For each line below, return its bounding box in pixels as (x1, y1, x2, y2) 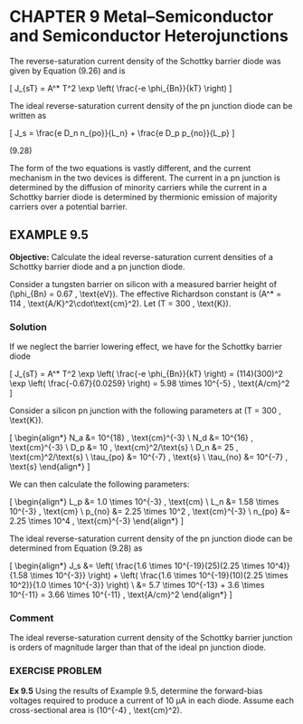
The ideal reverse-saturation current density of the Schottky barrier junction (9, 632, 293, 643)
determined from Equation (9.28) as (9, 543, 143, 554)
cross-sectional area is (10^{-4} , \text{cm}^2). (9, 704, 183, 715)
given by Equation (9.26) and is (9, 65, 126, 76)
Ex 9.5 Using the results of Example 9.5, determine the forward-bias (9, 685, 263, 696)
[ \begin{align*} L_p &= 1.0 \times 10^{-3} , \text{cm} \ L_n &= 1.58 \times (9, 497, 279, 507)
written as (9, 110, 47, 121)
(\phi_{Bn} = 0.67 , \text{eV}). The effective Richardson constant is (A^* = (9, 288, 282, 299)
